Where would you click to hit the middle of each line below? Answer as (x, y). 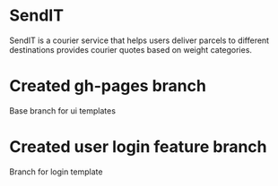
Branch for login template (56, 172)
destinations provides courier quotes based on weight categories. (131, 49)
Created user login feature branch (138, 147)
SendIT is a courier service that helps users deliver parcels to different (139, 40)
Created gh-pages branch (108, 86)
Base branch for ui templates (63, 110)
